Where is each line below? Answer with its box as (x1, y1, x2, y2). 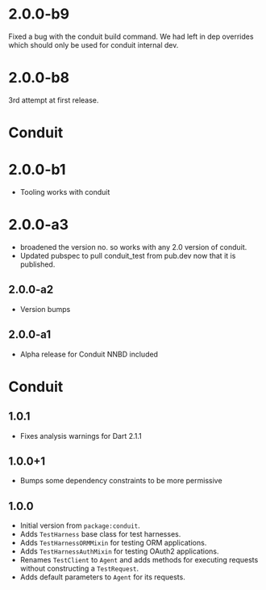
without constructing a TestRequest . (19, 563, 139, 574)
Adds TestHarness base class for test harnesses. (19, 529, 181, 539)
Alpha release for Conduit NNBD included (19, 349, 159, 359)
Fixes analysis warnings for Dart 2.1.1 (19, 431, 143, 440)
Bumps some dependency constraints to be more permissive (19, 476, 223, 486)
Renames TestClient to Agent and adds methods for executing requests (19, 555, 259, 565)
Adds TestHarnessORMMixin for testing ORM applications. (19, 538, 207, 548)
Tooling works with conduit (19, 188, 110, 196)
